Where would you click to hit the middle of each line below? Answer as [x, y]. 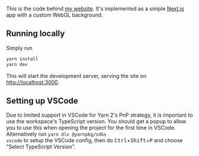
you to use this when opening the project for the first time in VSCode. [91, 128]
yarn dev [17, 64]
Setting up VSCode [42, 101]
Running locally [36, 34]
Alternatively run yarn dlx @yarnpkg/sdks [56, 134]
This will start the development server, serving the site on [76, 76]
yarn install [22, 59]
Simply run [19, 48]
